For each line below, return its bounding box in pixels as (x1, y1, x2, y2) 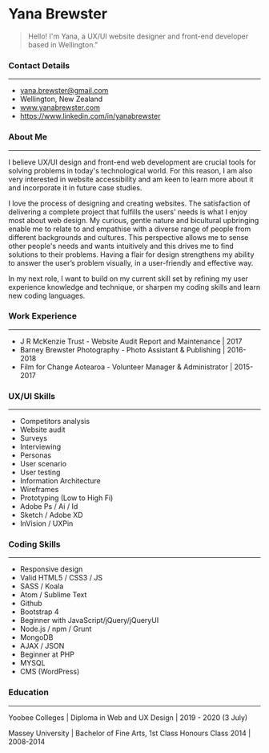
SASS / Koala (19, 581, 64, 591)
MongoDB (19, 633, 54, 642)
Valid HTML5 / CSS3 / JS (19, 573, 102, 583)
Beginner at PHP (19, 649, 74, 659)
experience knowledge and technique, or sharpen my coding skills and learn (8, 282, 261, 291)
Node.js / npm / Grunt (19, 624, 92, 634)
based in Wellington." (27, 39, 98, 49)
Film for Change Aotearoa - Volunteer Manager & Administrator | (19, 362, 233, 372)
